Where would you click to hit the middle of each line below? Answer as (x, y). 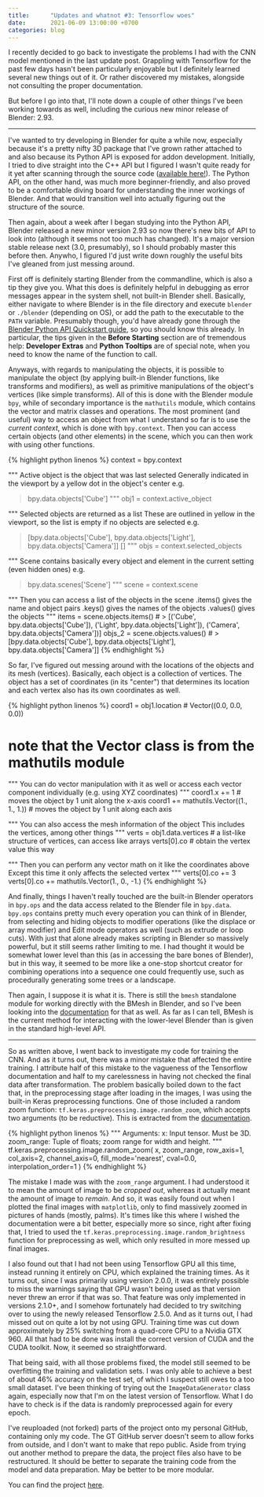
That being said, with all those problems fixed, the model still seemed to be (130, 1363)
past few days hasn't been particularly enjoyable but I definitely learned (124, 69)
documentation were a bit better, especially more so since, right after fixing (130, 1224)
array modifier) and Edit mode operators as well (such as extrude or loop (126, 930)
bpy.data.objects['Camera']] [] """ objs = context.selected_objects (134, 546)
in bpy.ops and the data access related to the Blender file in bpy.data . (120, 905)
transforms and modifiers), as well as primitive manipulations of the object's (131, 387)
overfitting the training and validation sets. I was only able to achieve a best (130, 1371)
